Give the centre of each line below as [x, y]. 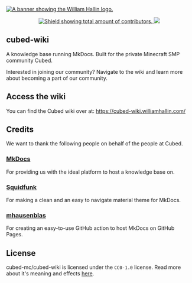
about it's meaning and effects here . [50, 274]
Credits [20, 130]
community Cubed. [30, 60]
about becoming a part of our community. [57, 78]
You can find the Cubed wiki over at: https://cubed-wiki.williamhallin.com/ [96, 111]
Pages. [14, 235]
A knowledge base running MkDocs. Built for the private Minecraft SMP [93, 54]
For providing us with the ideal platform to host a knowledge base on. [90, 172]
